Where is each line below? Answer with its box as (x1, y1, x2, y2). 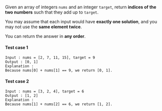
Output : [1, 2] (5, 93, 38, 98)
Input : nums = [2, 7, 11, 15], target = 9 (5, 55, 95, 60)
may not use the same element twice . (5, 24, 82, 30)
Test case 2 (5, 78, 29, 84)
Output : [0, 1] (5, 59, 38, 65)
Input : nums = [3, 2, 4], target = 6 (5, 89, 84, 94)
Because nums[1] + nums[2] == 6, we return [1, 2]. (5, 102, 113, 107)
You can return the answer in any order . (5, 34, 86, 39)
